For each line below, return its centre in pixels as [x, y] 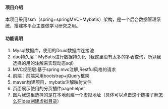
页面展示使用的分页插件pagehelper [49, 89]
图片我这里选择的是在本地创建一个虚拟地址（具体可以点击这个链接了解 [86, 95]
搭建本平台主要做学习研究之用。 [47, 26]
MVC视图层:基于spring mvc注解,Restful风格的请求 [64, 69]
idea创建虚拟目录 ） [41, 101]
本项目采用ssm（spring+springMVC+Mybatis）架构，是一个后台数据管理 [81, 19]
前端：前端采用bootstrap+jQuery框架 [51, 76]
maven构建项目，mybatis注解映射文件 [52, 82]
